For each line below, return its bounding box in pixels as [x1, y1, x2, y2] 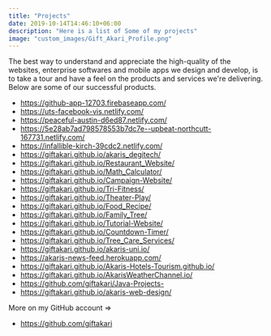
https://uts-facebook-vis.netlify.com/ [19, 107, 144, 117]
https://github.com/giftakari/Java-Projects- [19, 279, 165, 288]
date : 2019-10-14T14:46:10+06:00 [8, 19, 122, 28]
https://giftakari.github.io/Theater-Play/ [19, 193, 152, 202]
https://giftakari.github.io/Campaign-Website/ [19, 176, 173, 185]
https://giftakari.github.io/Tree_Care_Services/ [19, 236, 175, 245]
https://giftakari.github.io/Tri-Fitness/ [19, 184, 144, 194]
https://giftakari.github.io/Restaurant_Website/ [19, 159, 175, 168]
